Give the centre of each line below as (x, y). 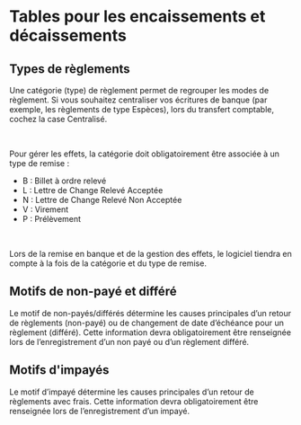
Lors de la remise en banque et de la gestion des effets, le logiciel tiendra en (150, 254)
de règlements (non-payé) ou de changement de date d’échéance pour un (147, 323)
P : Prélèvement (52, 219)
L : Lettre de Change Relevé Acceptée (93, 190)
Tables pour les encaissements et (137, 17)
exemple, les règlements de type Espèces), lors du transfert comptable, (142, 109)
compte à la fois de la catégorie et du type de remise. (108, 263)
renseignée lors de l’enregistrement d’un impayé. (100, 411)
